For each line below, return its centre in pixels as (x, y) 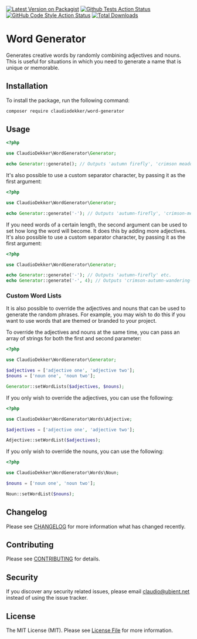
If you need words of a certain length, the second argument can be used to (97, 224)
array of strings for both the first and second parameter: (74, 339)
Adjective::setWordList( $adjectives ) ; (53, 440)
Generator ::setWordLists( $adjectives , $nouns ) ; (65, 386)
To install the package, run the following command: (68, 100)
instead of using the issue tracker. (47, 598)
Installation (27, 86)
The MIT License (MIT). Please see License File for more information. (89, 630)
